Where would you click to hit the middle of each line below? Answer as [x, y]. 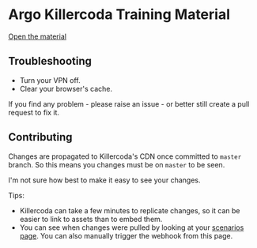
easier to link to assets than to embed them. [91, 219]
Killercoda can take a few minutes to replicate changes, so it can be [130, 210]
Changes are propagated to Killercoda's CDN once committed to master [125, 156]
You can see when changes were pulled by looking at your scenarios [132, 227]
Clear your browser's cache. [66, 88]
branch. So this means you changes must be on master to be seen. [117, 164]
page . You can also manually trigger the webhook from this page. [126, 235]
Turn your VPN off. [50, 80]
